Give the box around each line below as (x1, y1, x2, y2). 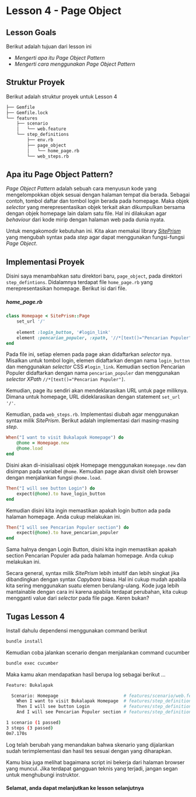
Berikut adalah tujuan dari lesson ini (6, 43, 92, 50)
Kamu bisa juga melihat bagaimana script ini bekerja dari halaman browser (6, 758, 185, 765)
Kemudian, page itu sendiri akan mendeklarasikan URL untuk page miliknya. (6, 387, 188, 394)
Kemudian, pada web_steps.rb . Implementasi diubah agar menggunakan (6, 411, 179, 418)
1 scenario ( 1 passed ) (6, 720, 61, 726)
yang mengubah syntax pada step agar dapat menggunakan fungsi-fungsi (6, 234, 185, 241)
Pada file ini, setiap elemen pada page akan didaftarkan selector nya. (6, 351, 172, 358)
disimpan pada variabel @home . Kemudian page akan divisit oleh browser (6, 467, 179, 475)
